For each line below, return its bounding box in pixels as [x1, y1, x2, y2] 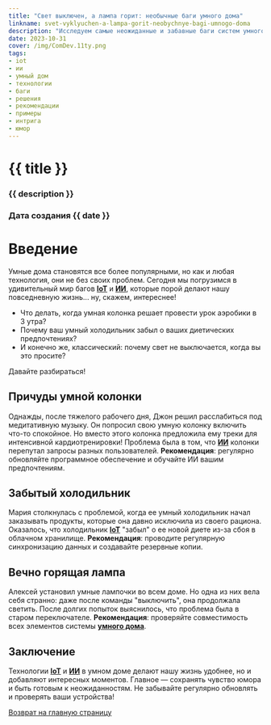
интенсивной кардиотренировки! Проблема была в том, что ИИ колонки [8, 437, 260, 447]
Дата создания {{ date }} [8, 209, 110, 221]
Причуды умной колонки [8, 390, 143, 404]
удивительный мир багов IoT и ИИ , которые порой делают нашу [8, 284, 230, 293]
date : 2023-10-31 [8, 34, 67, 43]
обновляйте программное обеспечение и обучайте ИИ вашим [8, 454, 224, 464]
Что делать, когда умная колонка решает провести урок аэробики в [19, 308, 256, 318]
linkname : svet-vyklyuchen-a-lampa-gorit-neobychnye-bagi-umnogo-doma [8, 19, 251, 27]
